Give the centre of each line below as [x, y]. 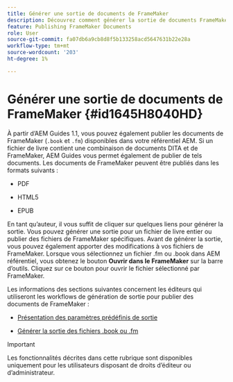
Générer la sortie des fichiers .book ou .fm [78, 331]
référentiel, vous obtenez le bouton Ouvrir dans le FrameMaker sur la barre [115, 260]
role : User [23, 33]
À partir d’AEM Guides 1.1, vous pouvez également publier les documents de [115, 133]
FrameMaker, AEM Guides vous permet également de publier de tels [105, 155]
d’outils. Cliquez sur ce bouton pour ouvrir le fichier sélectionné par [103, 268]
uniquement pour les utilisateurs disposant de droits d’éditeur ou [99, 365]
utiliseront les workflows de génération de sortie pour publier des [101, 297]
